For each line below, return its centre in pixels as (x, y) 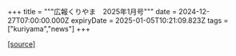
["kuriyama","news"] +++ (49, 29)
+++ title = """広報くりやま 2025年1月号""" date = (92, 11)
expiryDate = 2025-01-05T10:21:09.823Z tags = (150, 21)
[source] (22, 44)
